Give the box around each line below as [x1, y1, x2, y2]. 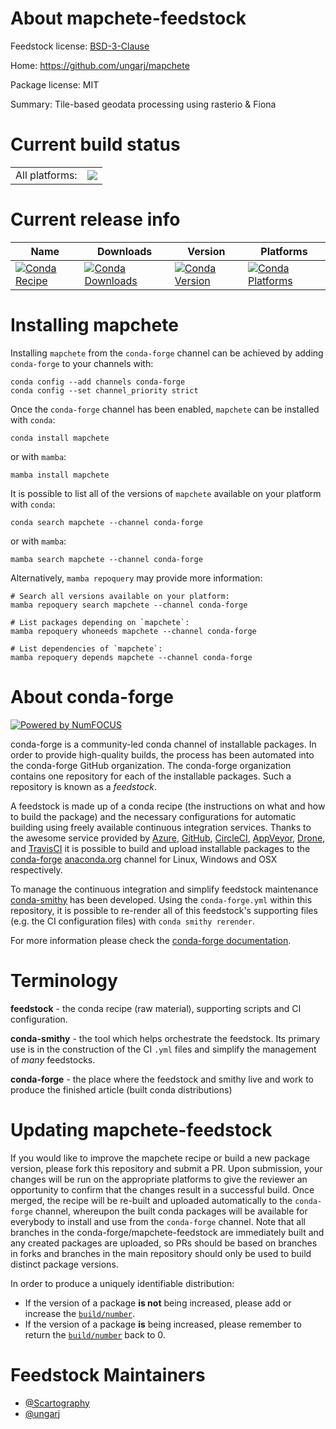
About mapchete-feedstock [10, 7, 247, 30]
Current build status [10, 133, 181, 156]
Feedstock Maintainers [10, 1363, 206, 1386]
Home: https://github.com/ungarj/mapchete [10, 59, 190, 71]
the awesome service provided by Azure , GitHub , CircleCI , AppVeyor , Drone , [10, 832, 326, 844]
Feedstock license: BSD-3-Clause [10, 40, 150, 52]
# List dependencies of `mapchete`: [10, 643, 163, 654]
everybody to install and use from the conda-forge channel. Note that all [10, 1215, 306, 1227]
